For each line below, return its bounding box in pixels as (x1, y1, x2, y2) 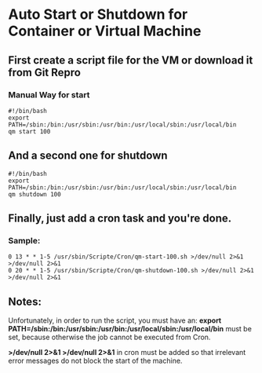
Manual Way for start (8, 89, 90, 100)
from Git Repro (8, 65, 81, 79)
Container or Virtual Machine (8, 22, 202, 40)
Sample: (8, 236, 41, 246)
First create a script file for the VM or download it (8, 53, 253, 67)
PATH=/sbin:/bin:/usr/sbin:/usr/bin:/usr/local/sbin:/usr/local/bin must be (8, 324, 253, 334)
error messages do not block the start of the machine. (8, 356, 183, 366)
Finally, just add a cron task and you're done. (8, 212, 232, 225)
